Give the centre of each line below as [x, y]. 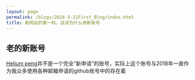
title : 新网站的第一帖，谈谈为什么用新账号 [53, 23]
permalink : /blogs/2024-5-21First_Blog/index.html [70, 17]
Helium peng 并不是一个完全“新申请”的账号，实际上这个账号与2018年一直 [95, 63]
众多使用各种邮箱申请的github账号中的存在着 [71, 71]
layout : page [22, 12]
